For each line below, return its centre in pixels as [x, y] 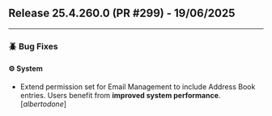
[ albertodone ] [43, 104]
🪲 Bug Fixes [33, 46]
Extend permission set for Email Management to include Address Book [138, 86]
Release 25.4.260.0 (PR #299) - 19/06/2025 [122, 13]
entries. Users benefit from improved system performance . [120, 95]
